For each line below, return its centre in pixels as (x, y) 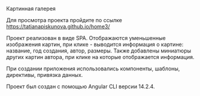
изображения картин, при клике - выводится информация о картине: (95, 44)
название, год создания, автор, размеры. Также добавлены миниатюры (99, 51)
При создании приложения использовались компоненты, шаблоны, (93, 69)
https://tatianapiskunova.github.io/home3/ (58, 27)
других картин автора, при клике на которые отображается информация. (100, 57)
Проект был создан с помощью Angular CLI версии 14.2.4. (81, 86)
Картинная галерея (31, 9)
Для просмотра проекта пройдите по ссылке (64, 20)
